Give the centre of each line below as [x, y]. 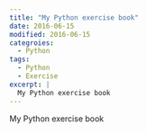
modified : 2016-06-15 [50, 34]
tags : [19, 59]
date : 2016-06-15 [42, 26]
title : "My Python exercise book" [74, 18]
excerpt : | [30, 84]
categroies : [32, 43]
